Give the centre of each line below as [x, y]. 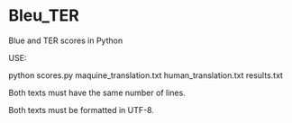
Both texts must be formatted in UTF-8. [82, 110]
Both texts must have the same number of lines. [97, 92]
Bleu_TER [44, 16]
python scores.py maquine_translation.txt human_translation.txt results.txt [146, 75]
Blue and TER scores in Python [66, 40]
